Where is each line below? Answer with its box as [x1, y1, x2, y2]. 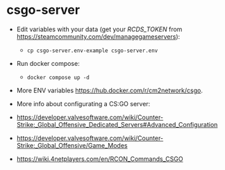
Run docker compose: [16, 59, 81, 67]
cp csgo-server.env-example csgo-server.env [26, 47, 158, 54]
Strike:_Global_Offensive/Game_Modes [16, 141, 128, 149]
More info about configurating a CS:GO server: [16, 99, 151, 108]
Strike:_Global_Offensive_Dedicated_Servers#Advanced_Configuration [16, 120, 218, 128]
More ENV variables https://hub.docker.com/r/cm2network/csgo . [16, 86, 203, 94]
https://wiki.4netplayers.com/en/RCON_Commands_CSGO [16, 155, 183, 163]
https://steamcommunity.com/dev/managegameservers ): [16, 32, 181, 40]
